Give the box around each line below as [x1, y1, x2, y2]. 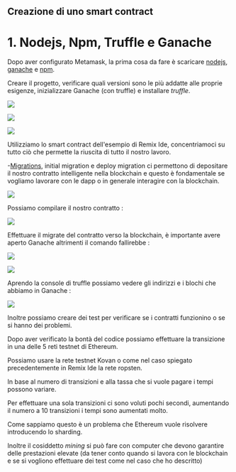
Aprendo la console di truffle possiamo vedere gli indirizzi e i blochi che [7, 279, 216, 287]
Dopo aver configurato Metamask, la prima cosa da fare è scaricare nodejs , [7, 58, 228, 66]
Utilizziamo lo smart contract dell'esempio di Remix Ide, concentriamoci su [7, 140, 225, 149]
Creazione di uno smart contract [7, 6, 154, 18]
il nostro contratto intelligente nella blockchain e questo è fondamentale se [7, 169, 225, 178]
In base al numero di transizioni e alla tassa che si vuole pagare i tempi [7, 377, 214, 386]
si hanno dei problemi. [7, 321, 72, 330]
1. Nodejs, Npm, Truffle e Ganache [7, 34, 212, 50]
